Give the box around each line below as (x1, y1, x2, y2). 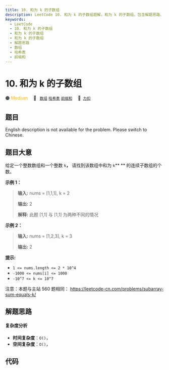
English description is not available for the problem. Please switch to (5, 127, 147, 133)
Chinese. (5, 132, 24, 138)
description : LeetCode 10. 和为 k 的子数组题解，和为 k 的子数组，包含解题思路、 (5, 12, 164, 17)
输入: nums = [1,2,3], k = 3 (17, 233, 72, 239)
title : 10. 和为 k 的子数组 (5, 7, 60, 13)
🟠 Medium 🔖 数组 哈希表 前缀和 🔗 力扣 (5, 95, 91, 101)
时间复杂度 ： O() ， (12, 335, 51, 341)
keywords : (5, 17, 26, 22)
